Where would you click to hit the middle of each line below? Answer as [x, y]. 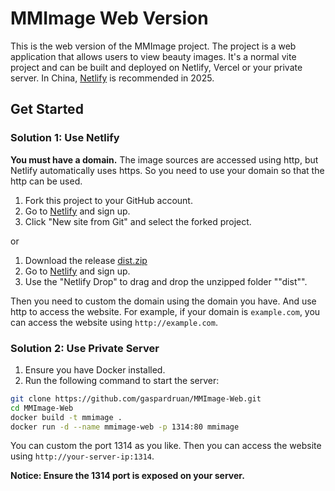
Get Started [47, 109]
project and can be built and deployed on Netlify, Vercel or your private [156, 67]
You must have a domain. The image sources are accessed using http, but [164, 159]
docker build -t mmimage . [66, 417]
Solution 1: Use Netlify [65, 138]
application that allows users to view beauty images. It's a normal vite [153, 56]
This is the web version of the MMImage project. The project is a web [153, 46]
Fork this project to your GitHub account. [108, 200]
